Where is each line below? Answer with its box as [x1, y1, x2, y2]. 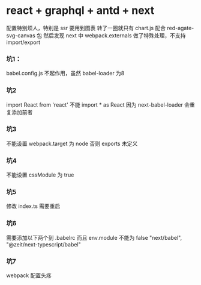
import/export [6, 39, 41, 46]
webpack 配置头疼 [6, 272, 52, 279]
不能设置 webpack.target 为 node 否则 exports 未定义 [6, 140, 138, 147]
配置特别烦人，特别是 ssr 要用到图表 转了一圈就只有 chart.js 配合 [6, 24, 166, 31]
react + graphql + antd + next [6, 4, 155, 17]
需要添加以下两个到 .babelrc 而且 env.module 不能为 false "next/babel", [6, 234, 182, 241]
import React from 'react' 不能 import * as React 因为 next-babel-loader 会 [6, 101, 190, 108]
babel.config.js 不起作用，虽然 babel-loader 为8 [6, 70, 125, 77]
